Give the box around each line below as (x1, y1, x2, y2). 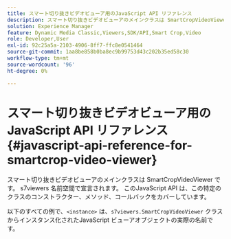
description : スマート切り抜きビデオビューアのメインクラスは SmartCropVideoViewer (7, 16, 229, 23)
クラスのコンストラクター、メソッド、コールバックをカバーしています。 (7, 193, 211, 201)
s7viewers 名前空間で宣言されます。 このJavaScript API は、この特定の (20, 184, 221, 192)
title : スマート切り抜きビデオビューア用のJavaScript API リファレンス (7, 10, 192, 17)
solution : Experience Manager (7, 23, 94, 30)
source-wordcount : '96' (7, 61, 76, 68)
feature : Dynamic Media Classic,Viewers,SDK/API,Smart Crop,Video (7, 29, 201, 36)
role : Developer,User (7, 36, 69, 43)
